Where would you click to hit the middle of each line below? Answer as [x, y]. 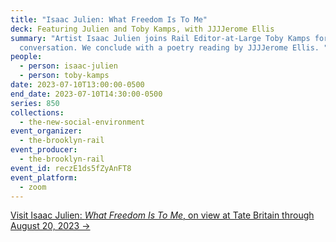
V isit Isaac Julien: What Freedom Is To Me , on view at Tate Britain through [162, 215]
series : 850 [35, 103]
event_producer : [44, 150]
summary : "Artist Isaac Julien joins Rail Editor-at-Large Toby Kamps [160, 38]
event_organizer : [46, 131]
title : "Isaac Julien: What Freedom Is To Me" [109, 19]
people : [26, 57]
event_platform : [44, 177]
